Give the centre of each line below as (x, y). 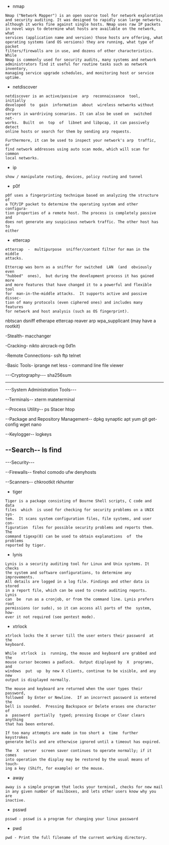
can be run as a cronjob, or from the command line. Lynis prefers (80, 599)
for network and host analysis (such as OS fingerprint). (67, 312)
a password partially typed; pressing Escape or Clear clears (75, 715)
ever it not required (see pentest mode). (50, 617)
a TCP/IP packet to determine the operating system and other (72, 204)
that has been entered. (30, 724)
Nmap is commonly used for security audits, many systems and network (81, 60)
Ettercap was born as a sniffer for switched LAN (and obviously (78, 267)
